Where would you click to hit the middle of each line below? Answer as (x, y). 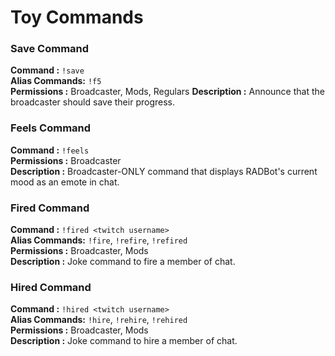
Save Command (50, 49)
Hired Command (51, 287)
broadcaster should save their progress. (92, 102)
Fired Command (50, 208)
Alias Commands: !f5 (56, 81)
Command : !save (47, 70)
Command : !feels (50, 150)
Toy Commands (77, 17)
